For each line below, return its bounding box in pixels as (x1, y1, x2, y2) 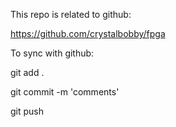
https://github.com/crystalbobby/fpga (10, 28, 166, 39)
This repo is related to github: (10, 9, 132, 20)
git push (10, 105, 45, 117)
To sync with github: (10, 47, 95, 59)
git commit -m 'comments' (10, 86, 120, 98)
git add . (10, 67, 45, 78)
